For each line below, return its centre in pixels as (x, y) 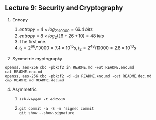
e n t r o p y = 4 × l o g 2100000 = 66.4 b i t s (56, 30)
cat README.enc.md (24, 72)
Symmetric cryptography (37, 59)
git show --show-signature (47, 113)
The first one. (33, 42)
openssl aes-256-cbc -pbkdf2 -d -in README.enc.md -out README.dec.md (78, 76)
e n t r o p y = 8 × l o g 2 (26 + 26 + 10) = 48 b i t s (62, 36)
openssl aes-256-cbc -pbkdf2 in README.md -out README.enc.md (69, 67)
